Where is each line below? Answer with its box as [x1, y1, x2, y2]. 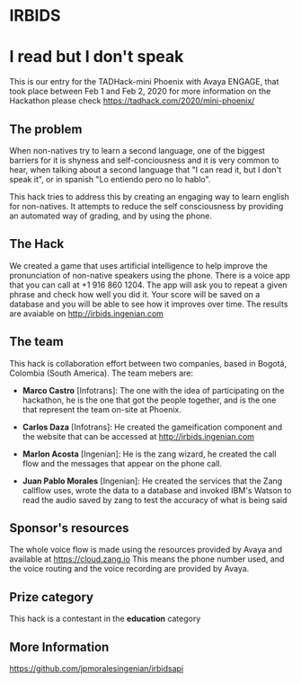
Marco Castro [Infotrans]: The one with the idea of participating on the [22, 385, 285, 395]
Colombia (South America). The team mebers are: [9, 368, 194, 378]
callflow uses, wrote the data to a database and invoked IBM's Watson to [22, 484, 292, 495]
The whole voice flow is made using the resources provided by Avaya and [9, 545, 283, 555]
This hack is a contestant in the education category [9, 613, 201, 625]
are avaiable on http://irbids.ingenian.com [9, 307, 164, 319]
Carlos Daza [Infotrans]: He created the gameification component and [22, 421, 283, 432]
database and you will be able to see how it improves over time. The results [9, 298, 288, 309]
